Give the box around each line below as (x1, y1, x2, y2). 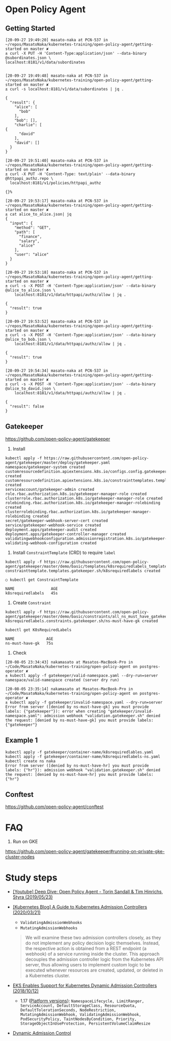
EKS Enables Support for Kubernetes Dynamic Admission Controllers (12, 982, 157, 989)
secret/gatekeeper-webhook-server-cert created (5, 518, 108, 523)
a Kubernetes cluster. (25, 973, 70, 979)
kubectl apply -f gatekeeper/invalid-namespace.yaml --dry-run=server (10, 700, 163, 705)
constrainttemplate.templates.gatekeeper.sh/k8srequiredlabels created (5, 568, 160, 573)
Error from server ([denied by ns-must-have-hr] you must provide (5, 763, 149, 768)
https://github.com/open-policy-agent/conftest (5, 803, 104, 810)
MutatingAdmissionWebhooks (20, 926, 78, 931)
